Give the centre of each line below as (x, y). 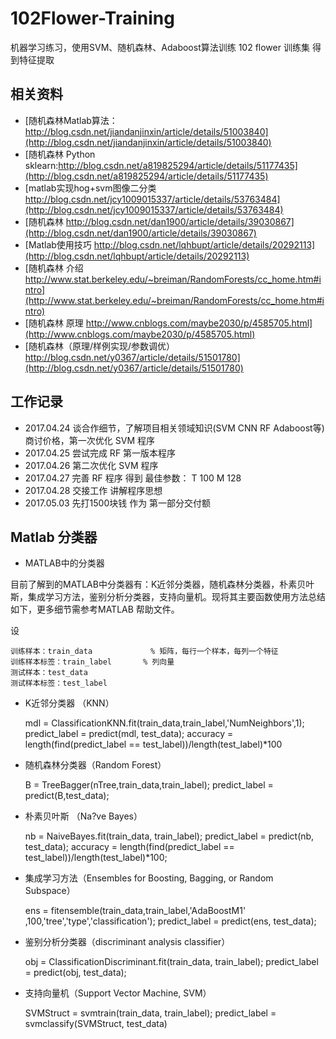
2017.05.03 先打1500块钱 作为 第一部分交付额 (118, 503)
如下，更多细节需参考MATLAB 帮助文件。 (95, 609)
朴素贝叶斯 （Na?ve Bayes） (83, 816)
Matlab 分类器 (54, 537)
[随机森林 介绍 (54, 268)
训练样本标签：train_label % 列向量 (92, 662)
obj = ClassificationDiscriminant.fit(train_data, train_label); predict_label (171, 962)
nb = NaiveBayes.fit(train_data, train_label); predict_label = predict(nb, (169, 836)
